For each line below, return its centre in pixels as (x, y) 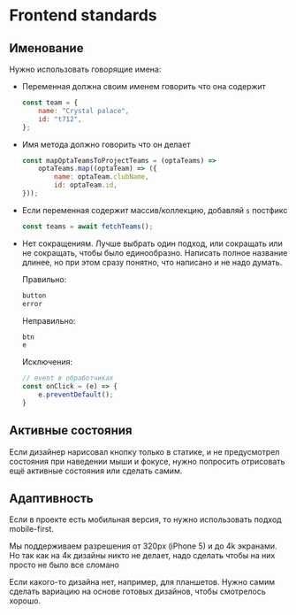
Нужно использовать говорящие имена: (85, 69)
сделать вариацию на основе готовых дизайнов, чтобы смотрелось (138, 592)
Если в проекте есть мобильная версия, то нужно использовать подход (145, 519)
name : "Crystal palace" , (84, 111)
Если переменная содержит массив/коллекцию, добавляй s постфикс (155, 210)
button (34, 296)
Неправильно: (49, 320)
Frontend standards (83, 15)
